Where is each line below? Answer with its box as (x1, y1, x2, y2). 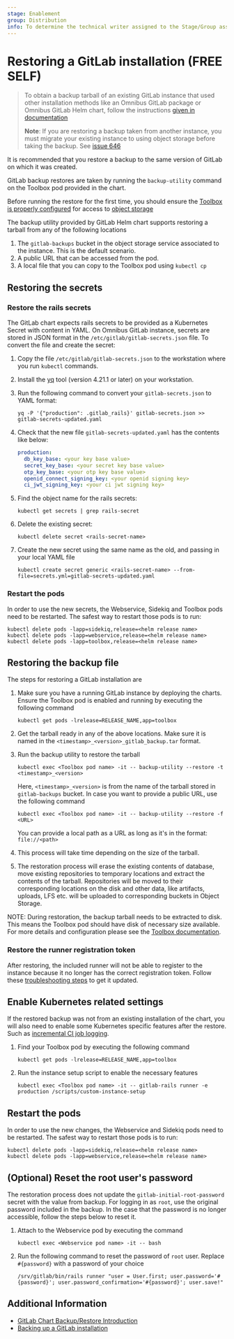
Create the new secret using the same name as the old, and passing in (17, 546, 219, 554)
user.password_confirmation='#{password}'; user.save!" (58, 1279, 224, 1286)
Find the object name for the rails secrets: (17, 494, 137, 503)
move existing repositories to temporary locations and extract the (17, 870, 205, 878)
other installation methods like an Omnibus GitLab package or (24, 98, 202, 107)
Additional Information (7, 1298, 107, 1310)
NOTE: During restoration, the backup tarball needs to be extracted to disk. (7, 913, 223, 921)
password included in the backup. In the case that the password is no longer (7, 1206, 227, 1214)
